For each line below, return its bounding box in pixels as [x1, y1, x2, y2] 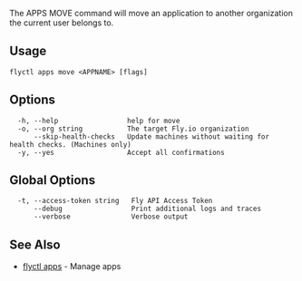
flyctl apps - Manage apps [22, 261, 122, 272]
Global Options [9, 172, 96, 189]
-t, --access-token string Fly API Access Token [17, 197, 213, 206]
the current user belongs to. [9, 17, 114, 28]
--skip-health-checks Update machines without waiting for [33, 131, 270, 141]
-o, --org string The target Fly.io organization [17, 124, 249, 133]
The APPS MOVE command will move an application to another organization [9, 8, 293, 18]
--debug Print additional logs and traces [33, 204, 261, 214]
